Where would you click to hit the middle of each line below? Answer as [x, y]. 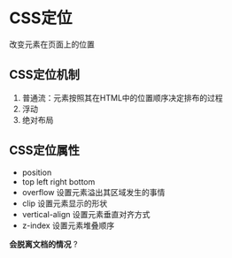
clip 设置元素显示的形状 [65, 203]
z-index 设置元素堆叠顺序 [68, 225]
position [37, 172]
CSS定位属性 [45, 151]
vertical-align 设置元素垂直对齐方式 [86, 214]
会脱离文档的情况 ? [43, 244]
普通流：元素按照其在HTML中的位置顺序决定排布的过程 [122, 97]
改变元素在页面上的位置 [52, 44]
